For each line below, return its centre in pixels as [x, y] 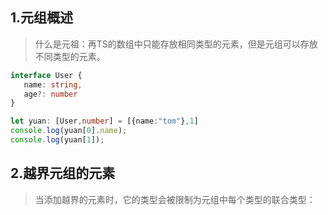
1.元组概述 [42, 18]
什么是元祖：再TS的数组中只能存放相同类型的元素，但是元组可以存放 [176, 44]
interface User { [46, 75]
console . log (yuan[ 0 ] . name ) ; [69, 131]
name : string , [53, 84]
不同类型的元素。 [70, 56]
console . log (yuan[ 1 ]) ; [57, 140]
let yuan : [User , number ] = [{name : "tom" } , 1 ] [104, 121]
